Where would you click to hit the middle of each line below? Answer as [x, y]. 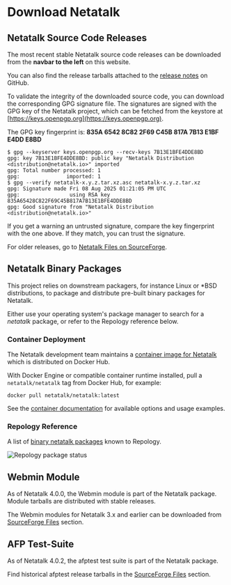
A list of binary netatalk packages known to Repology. [84, 442]
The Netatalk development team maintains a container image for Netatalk [112, 354]
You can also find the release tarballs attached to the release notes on [107, 75]
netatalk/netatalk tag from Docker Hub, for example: [85, 383]
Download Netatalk [64, 12]
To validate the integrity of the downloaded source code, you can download [116, 96]
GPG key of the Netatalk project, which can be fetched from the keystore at [115, 111]
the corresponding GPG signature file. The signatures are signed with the [112, 104]
